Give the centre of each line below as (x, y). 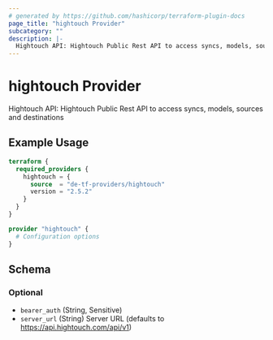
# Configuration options (58, 236)
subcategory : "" (36, 31)
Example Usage (49, 143)
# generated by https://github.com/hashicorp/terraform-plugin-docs (127, 16)
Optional (26, 292)
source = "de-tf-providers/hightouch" (97, 184)
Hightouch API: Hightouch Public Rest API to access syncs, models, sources (136, 109)
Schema (30, 269)
